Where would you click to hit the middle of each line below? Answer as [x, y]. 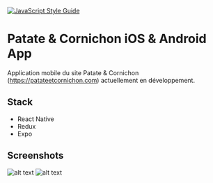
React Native [35, 119]
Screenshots [35, 156]
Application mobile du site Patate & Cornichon [73, 72]
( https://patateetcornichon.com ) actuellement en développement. [101, 80]
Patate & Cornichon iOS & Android [107, 39]
